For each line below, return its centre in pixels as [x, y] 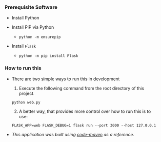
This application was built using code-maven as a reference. [73, 134]
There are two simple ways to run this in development [66, 79]
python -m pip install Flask [49, 56]
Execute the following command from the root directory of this [81, 88]
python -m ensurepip [40, 37]
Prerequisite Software [31, 7]
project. [27, 93]
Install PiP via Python [33, 27]
